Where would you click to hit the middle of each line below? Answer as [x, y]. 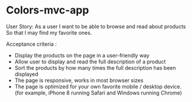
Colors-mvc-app [48, 10]
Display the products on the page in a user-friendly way [82, 55]
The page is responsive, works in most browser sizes [79, 80]
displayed [26, 74]
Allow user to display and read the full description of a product [90, 62]
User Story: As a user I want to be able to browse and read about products [96, 26]
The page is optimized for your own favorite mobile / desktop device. [98, 86]
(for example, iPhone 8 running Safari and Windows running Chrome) [98, 93]
